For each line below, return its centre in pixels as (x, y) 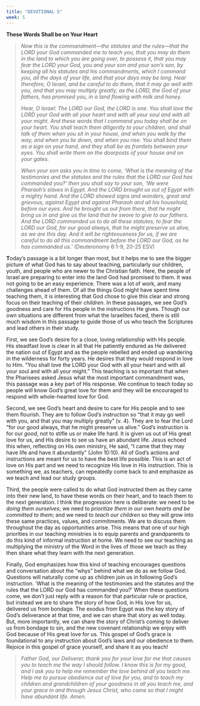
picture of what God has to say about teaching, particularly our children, (95, 264)
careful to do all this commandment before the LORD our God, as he (105, 240)
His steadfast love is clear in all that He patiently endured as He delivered (96, 346)
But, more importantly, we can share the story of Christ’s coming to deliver (98, 621)
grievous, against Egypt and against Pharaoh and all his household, (104, 202)
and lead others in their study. (43, 328)
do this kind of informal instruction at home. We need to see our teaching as (99, 540)
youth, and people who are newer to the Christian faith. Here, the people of (99, 271)
